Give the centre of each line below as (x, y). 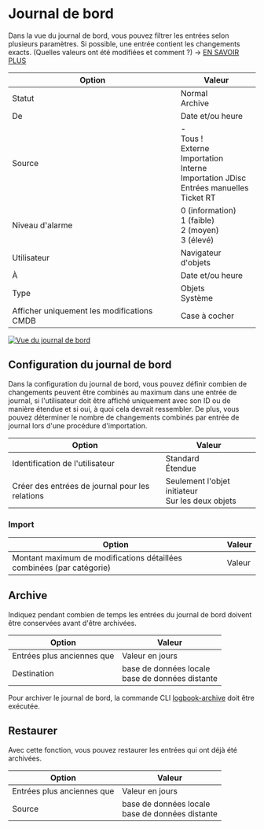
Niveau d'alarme (42, 225)
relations (28, 495)
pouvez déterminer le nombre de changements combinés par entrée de (124, 417)
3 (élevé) (197, 239)
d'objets (195, 262)
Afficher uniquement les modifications (82, 310)
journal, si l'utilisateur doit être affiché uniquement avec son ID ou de (119, 400)
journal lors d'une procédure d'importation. (78, 425)
